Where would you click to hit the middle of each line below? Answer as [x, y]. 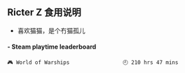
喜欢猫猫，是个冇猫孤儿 [51, 31]
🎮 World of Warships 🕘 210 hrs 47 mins [93, 63]
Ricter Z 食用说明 [44, 13]
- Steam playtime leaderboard [52, 47]
